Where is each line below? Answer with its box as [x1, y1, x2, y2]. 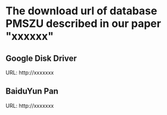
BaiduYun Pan [5, 86, 59, 97]
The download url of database [5, 4, 157, 18]
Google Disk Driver [5, 53, 77, 63]
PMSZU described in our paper [5, 17, 162, 30]
